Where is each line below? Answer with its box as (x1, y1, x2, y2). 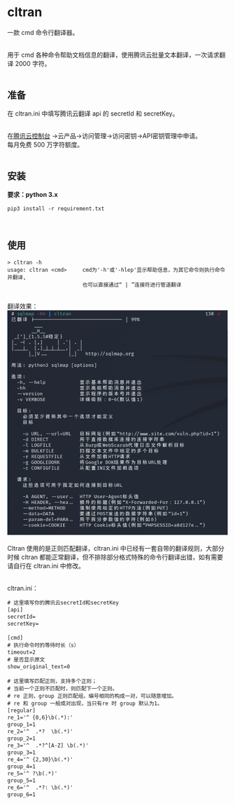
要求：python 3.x (7, 190, 58, 198)
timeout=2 (7, 649, 36, 656)
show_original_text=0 (7, 663, 71, 670)
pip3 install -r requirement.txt (7, 205, 105, 212)
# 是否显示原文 (7, 656, 45, 663)
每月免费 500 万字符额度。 (7, 140, 84, 149)
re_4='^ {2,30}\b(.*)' (7, 756, 73, 764)
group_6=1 (7, 791, 36, 799)
